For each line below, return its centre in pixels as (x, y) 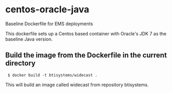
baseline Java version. (29, 39)
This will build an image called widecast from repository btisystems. (77, 85)
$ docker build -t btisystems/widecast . (52, 75)
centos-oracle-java (47, 10)
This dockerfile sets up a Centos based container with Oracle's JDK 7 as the (86, 33)
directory (21, 63)
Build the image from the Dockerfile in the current (86, 55)
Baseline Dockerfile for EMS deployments (49, 24)
